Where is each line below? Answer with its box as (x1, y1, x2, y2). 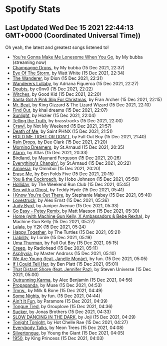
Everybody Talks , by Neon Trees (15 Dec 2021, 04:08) (12, 325, 124, 331)
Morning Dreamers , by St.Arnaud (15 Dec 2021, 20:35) (12, 144, 125, 150)
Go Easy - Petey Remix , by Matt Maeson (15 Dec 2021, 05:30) (12, 208, 139, 214)
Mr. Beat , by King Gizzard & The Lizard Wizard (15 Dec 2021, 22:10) (12, 102, 151, 108)
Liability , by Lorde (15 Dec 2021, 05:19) (12, 235, 92, 240)
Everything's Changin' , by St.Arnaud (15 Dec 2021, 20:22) (12, 160, 131, 166)
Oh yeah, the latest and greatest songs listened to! (5, 44, 109, 50)
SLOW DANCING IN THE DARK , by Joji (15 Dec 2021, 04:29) (12, 314, 136, 320)
